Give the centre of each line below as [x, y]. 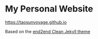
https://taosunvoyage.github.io [36, 22]
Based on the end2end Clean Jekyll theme [48, 31]
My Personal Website [49, 9]
